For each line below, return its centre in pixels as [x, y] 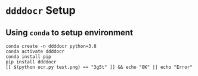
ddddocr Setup [41, 10]
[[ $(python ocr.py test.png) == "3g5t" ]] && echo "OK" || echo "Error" [99, 67]
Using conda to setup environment [69, 33]
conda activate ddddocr [35, 51]
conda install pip [28, 57]
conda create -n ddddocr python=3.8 [51, 46]
